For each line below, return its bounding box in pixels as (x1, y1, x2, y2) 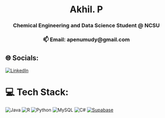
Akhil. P (69, 4, 103, 15)
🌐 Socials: (5, 54, 39, 63)
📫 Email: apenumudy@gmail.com (43, 36, 130, 43)
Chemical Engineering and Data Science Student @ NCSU (12, 22, 160, 29)
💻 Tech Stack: (5, 86, 69, 98)
